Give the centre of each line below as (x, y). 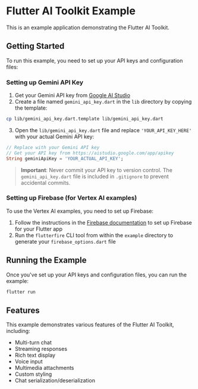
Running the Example (47, 260)
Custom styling (33, 374)
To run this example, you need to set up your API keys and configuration (95, 60)
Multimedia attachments (44, 368)
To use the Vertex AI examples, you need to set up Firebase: (80, 211)
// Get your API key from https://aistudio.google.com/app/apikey (90, 153)
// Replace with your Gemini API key (53, 147)
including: (18, 331)
